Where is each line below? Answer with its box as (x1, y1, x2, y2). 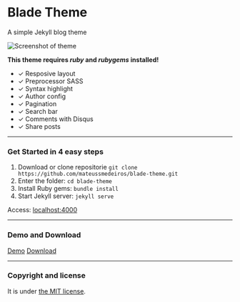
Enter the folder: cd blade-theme (17, 177, 113, 185)
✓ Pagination (17, 99, 57, 108)
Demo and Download (7, 230, 81, 240)
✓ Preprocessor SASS (17, 76, 84, 85)
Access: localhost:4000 (7, 206, 77, 214)
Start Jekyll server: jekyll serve (17, 192, 114, 200)
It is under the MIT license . (7, 286, 86, 296)
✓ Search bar (17, 107, 59, 115)
